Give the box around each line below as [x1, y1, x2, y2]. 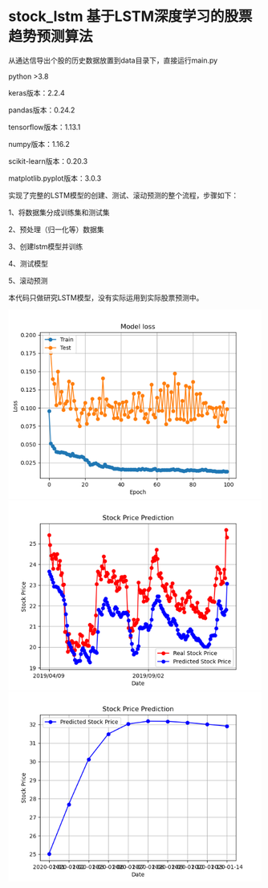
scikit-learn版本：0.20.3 [8, 156, 88, 165]
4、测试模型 [8, 259, 49, 268]
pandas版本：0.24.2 [8, 105, 75, 115]
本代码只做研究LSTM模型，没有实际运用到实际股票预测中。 [8, 292, 204, 302]
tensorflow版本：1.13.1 [8, 122, 81, 132]
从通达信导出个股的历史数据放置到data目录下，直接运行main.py [8, 55, 218, 65]
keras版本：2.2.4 [8, 88, 66, 97]
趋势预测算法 [8, 27, 94, 46]
